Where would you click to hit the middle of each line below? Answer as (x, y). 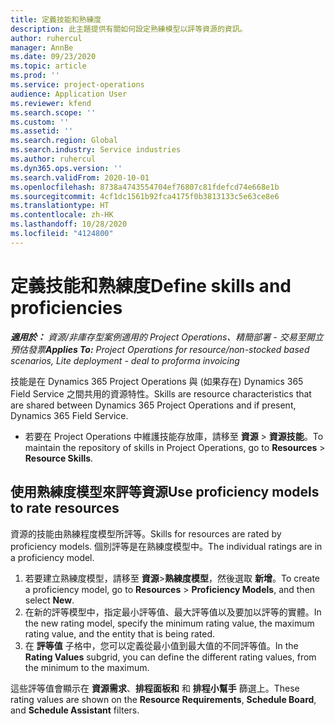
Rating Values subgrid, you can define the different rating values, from (170, 657)
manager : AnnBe (42, 47)
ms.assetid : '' (42, 131)
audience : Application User (69, 94)
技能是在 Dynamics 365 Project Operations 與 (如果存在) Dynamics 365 (157, 381)
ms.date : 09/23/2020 (53, 57)
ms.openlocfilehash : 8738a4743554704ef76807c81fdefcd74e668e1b (145, 187)
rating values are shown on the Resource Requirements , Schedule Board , (163, 699)
